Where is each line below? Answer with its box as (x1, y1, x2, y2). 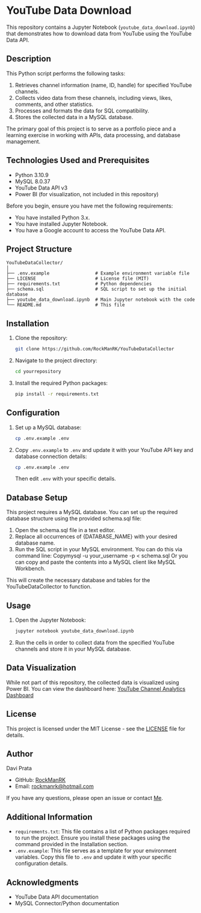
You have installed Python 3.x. (14, 214, 90, 221)
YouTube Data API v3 (14, 184, 68, 191)
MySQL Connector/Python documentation (14, 899, 119, 906)
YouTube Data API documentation (14, 893, 99, 900)
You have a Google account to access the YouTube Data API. (14, 226, 166, 234)
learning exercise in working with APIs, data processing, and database (6, 131, 181, 138)
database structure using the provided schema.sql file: (6, 515, 141, 522)
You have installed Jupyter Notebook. (14, 220, 108, 227)
